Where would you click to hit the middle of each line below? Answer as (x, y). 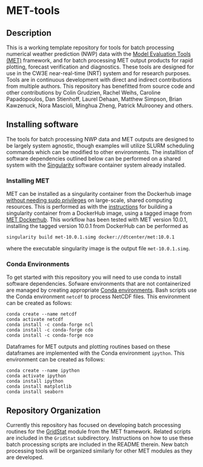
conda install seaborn (35, 392)
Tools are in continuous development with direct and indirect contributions (99, 80)
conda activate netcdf (35, 320)
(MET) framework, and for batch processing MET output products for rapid (100, 60)
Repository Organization (54, 410)
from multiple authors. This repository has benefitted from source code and (101, 86)
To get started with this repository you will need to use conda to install (94, 277)
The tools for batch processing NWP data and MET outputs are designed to (100, 139)
